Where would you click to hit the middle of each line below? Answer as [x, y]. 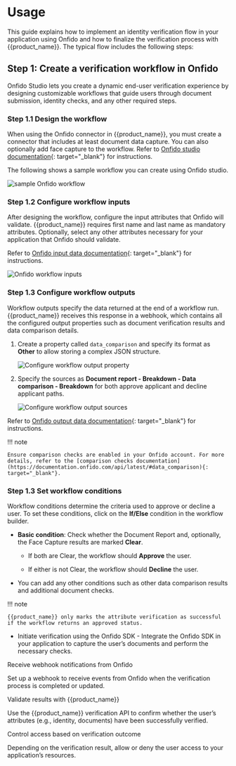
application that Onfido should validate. [64, 240]
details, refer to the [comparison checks [70, 461]
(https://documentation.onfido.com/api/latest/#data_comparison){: [108, 467]
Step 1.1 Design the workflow [57, 119]
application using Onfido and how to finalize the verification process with [113, 39]
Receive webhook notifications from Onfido [70, 664]
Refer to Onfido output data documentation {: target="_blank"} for [102, 421]
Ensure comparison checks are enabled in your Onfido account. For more [116, 455]
